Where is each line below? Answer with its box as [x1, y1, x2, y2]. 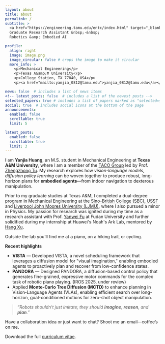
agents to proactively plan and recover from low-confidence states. [12, 263, 149, 269]
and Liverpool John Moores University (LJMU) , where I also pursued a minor [5, 203, 160, 209]
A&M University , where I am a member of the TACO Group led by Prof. [5, 162, 148, 168]
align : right [9, 48, 36, 53]
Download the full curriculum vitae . [5, 334, 76, 340]
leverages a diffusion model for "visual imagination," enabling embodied [12, 258, 158, 264]
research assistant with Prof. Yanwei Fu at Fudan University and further [5, 214, 149, 219]
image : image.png [9, 53, 45, 58]
